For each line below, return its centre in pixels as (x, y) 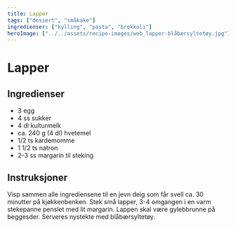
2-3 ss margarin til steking (55, 156)
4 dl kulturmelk (39, 126)
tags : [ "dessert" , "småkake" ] (52, 20)
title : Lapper (28, 14)
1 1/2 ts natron (38, 148)
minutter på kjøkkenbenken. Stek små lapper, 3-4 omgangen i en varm (109, 202)
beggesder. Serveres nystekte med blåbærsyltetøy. (81, 217)
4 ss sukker (34, 118)
